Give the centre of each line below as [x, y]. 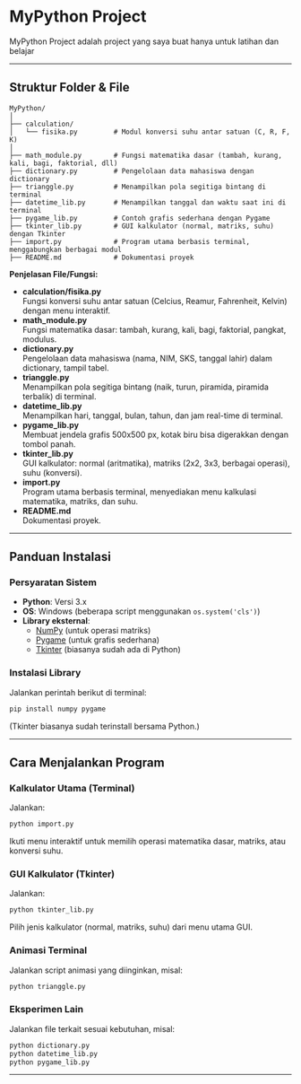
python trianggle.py [48, 986]
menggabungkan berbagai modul [66, 249]
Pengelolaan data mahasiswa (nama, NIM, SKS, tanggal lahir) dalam [147, 358]
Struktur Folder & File [69, 87]
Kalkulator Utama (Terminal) [72, 788]
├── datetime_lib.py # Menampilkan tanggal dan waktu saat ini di [148, 202]
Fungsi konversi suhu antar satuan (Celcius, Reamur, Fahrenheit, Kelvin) [155, 301]
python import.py [42, 824]
